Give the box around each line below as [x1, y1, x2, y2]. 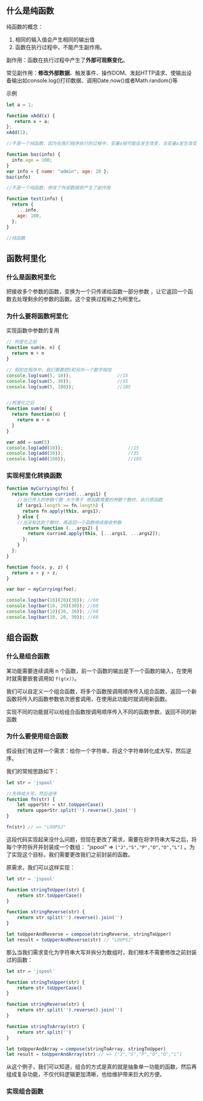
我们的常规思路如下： [6, 767, 59, 774]
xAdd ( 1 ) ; [6, 130, 28, 136]
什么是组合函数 [6, 652, 50, 660]
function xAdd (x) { [6, 113, 56, 119]
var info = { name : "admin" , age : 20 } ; [6, 168, 110, 175]
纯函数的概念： [6, 23, 43, 30]
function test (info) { [6, 196, 63, 202]
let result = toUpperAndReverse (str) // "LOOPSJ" [6, 937, 134, 943]
